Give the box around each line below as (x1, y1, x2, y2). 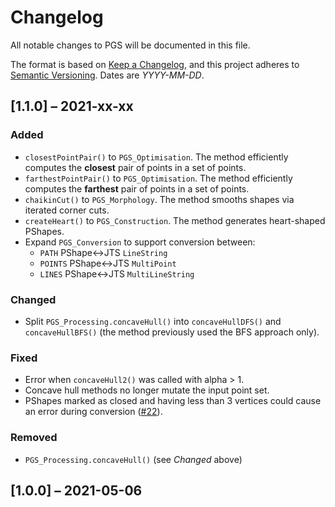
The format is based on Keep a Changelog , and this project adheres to (10, 58, 300, 70)
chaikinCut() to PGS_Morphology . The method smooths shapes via (24, 193, 295, 205)
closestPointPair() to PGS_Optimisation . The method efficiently (24, 151, 289, 163)
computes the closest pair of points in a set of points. (24, 161, 247, 173)
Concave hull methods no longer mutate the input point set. (24, 384, 270, 396)
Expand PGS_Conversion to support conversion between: (24, 236, 256, 248)
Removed (10, 431, 58, 445)
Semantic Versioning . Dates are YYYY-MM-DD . (10, 69, 205, 81)
